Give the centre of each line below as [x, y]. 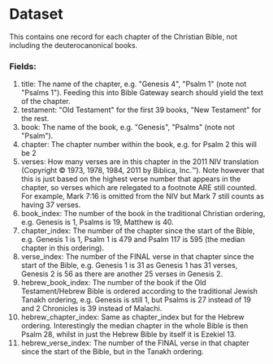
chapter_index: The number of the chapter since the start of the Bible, [138, 231]
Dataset [36, 14]
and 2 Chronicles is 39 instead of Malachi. [91, 309]
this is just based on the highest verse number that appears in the [131, 179]
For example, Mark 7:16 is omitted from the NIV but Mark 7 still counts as [143, 197]
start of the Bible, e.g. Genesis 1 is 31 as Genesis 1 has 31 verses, [129, 266]
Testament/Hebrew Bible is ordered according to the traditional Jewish [139, 291]
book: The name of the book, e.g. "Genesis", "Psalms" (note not [128, 128]
